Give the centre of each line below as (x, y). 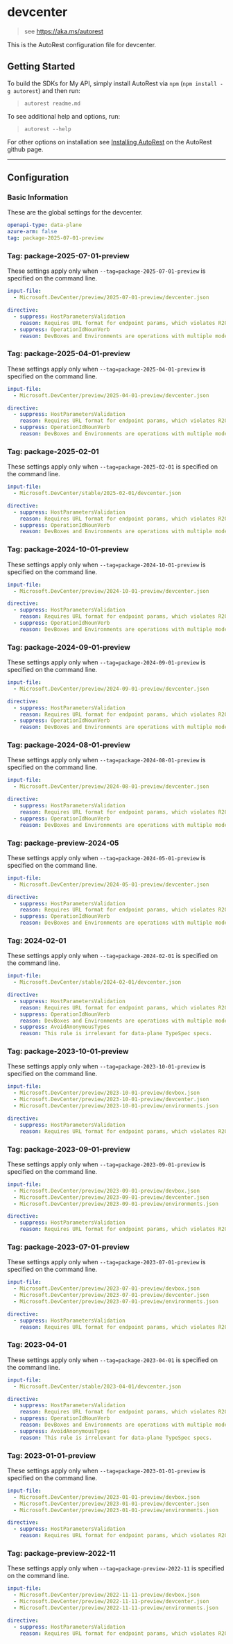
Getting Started (41, 67)
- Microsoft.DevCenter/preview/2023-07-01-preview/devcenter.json (111, 1295)
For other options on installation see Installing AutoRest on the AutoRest (110, 142)
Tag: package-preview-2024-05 (63, 843)
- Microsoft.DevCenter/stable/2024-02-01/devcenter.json (97, 982)
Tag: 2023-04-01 (37, 1345)
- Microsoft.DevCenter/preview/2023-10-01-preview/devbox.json (106, 1093)
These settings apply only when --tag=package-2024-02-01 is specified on (113, 956)
